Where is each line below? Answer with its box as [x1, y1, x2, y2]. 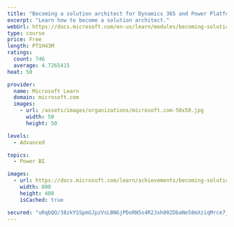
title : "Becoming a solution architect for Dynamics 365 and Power [7, 10, 208, 17]
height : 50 [25, 120, 58, 127]
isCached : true [19, 196, 64, 203]
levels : [7, 132, 30, 139]
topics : [7, 151, 30, 159]
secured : [7, 209, 33, 216]
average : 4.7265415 [13, 62, 70, 69]
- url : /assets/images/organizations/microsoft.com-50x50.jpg [19, 107, 204, 114]
